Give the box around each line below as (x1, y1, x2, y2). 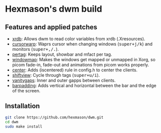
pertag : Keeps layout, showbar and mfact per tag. (12, 51, 112, 57)
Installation (5, 102, 40, 111)
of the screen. (12, 88, 40, 93)
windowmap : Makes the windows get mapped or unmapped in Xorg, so (12, 57, 156, 62)
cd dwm (5, 119, 19, 124)
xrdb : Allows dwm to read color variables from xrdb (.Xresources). (12, 36, 145, 42)
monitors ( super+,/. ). (12, 46, 59, 52)
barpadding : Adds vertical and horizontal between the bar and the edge (12, 83, 157, 89)
